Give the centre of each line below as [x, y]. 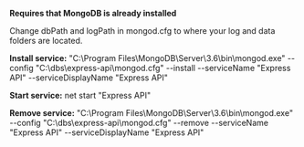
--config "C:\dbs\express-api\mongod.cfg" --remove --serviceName [139, 123]
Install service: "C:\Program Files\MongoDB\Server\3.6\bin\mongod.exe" [147, 58]
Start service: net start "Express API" [80, 95]
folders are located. [46, 41]
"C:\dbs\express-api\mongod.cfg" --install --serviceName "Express [163, 68]
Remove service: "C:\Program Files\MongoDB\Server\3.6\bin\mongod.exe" [152, 113]
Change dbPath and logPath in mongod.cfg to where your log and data [142, 31]
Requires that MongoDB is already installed [93, 13]
